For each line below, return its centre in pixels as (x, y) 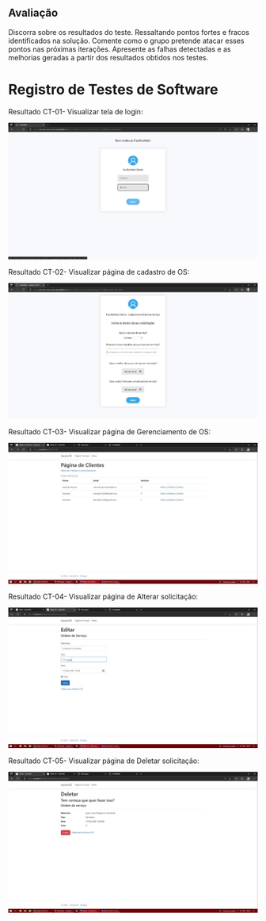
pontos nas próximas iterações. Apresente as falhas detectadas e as (120, 49)
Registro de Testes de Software (113, 90)
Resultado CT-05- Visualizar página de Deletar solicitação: (104, 761)
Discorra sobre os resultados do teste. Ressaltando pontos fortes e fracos (129, 32)
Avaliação (33, 13)
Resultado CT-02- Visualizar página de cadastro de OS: (99, 272)
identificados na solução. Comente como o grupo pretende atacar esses (126, 40)
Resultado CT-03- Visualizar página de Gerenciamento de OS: (110, 432)
